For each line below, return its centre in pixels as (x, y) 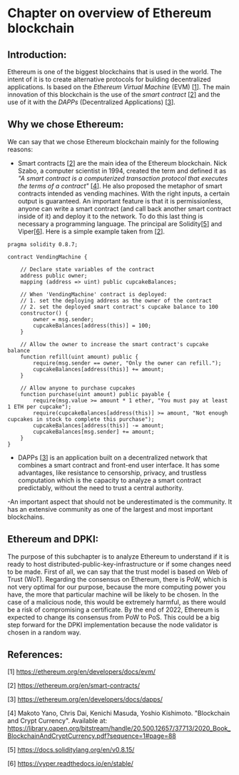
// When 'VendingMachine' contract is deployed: (94, 294)
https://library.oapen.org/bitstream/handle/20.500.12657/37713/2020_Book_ (119, 729)
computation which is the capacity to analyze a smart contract (110, 480)
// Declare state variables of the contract (87, 269)
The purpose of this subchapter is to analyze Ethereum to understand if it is (118, 556)
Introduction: (37, 55)
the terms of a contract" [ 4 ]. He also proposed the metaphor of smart (120, 186)
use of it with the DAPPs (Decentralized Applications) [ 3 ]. (92, 102)
